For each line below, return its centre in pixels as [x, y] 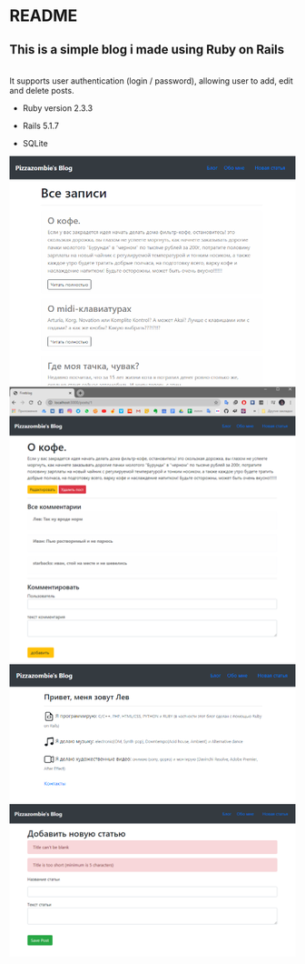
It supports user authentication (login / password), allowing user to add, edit [151, 81]
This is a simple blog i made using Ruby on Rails [147, 50]
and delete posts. [42, 90]
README [44, 16]
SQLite [35, 143]
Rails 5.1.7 [40, 126]
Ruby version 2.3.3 [58, 108]
